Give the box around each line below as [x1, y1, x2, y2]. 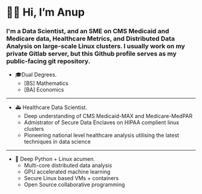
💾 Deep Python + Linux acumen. [14, 155, 95, 163]
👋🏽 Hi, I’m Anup [6, 5, 85, 19]
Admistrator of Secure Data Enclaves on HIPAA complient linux [23, 119, 179, 126]
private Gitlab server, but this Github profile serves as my [6, 49, 177, 58]
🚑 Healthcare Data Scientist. [14, 104, 87, 111]
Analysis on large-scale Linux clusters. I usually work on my [6, 42, 185, 51]
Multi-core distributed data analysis [23, 162, 112, 169]
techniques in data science [23, 138, 91, 145]
